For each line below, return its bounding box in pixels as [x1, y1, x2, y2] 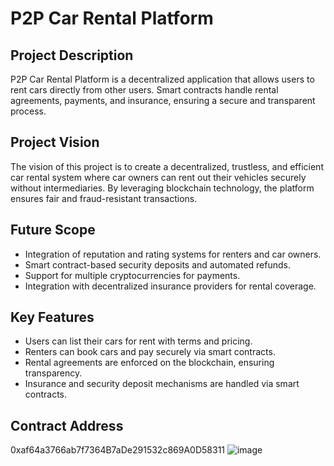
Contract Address [10, 417, 124, 434]
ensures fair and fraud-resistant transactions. [10, 192, 198, 204]
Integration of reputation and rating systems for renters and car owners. [24, 248, 322, 260]
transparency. [24, 367, 83, 379]
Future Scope [10, 222, 96, 239]
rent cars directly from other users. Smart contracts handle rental [10, 84, 279, 96]
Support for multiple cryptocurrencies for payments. [24, 269, 241, 281]
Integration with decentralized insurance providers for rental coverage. [24, 280, 317, 292]
